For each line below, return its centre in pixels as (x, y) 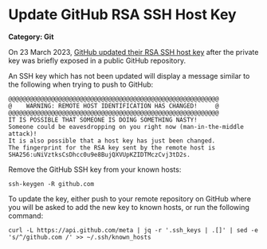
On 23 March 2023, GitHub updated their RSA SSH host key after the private (133, 52)
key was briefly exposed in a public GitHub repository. (97, 60)
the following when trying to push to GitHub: (81, 84)
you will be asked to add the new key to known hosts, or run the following (129, 207)
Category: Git (31, 37)
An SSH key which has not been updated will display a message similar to (129, 76)
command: (26, 216)
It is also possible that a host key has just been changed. (112, 141)
